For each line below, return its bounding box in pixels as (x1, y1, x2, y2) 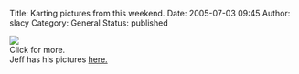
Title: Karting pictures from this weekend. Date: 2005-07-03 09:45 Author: (9, 8, 291, 18)
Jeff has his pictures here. (9, 54, 108, 65)
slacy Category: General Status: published (9, 17, 168, 28)
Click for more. (9, 45, 66, 55)
